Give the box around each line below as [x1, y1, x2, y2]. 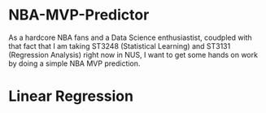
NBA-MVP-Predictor [8, 6, 150, 24]
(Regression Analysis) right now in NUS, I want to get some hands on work [8, 50, 259, 59]
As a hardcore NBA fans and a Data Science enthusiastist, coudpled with [8, 33, 252, 42]
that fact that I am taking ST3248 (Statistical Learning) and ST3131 [8, 41, 231, 50]
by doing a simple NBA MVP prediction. [8, 59, 141, 68]
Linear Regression [8, 87, 134, 106]
